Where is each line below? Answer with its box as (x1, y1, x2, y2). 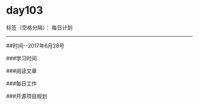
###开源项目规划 (6, 93, 47, 100)
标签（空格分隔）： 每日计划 (6, 24, 73, 31)
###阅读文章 (6, 67, 37, 74)
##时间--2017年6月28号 (6, 42, 65, 49)
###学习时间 (6, 55, 37, 62)
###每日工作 (6, 79, 37, 87)
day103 (6, 4, 43, 17)
